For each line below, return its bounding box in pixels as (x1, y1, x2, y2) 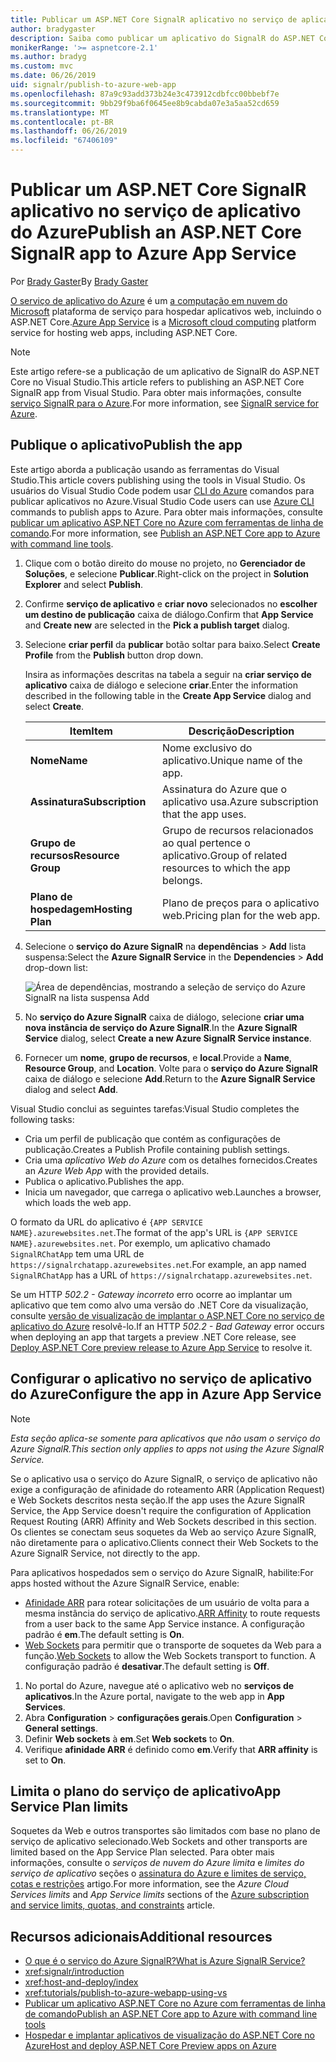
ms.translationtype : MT (10, 107, 110, 118)
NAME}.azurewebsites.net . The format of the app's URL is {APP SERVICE (10, 1226, 298, 1238)
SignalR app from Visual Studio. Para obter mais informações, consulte (10, 386, 302, 398)
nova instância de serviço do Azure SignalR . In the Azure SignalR (24, 1021, 298, 1033)
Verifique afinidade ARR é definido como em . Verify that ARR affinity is (24, 1743, 318, 1755)
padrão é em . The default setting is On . (24, 1628, 185, 1640)
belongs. (161, 873, 203, 887)
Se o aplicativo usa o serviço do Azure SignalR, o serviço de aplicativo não (10, 1472, 318, 1485)
